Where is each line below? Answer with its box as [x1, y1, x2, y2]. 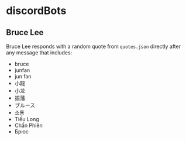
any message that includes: [6, 49, 73, 56]
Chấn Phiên [14, 122, 43, 129]
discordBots [6, 4, 67, 18]
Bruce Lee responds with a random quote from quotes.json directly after [6, 43, 181, 50]
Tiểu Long [14, 116, 39, 122]
